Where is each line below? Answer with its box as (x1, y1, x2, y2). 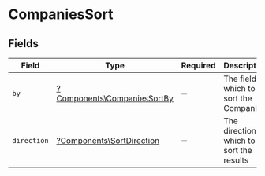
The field (223, 73, 256, 84)
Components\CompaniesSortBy (56, 93, 174, 104)
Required (181, 60, 216, 71)
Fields (8, 37, 39, 50)
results (223, 155, 249, 166)
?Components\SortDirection (56, 135, 160, 146)
